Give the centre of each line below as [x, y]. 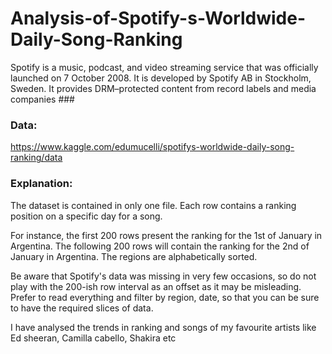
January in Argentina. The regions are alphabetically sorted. [134, 256]
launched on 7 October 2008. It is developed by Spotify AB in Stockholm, [161, 78]
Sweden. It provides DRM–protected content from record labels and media [163, 88]
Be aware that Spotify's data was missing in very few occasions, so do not [163, 276]
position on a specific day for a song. [86, 216]
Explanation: [41, 184]
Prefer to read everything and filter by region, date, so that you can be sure [165, 297]
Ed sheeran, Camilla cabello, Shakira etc [93, 338]
